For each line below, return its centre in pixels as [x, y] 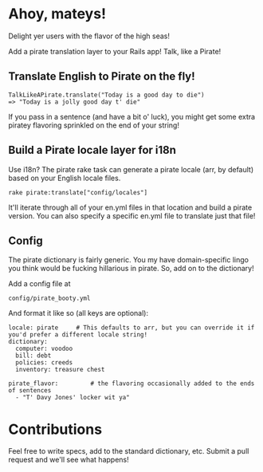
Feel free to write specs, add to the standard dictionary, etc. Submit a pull [129, 451]
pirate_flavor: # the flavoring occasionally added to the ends [131, 383]
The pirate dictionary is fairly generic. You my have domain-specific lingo [129, 260]
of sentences [30, 391]
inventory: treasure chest [60, 370]
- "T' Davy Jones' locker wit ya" [73, 398]
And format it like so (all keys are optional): [79, 313]
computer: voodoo [44, 349]
